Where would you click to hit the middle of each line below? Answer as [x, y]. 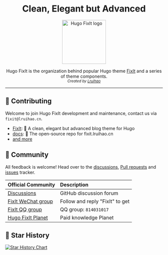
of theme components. [84, 76]
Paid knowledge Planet [87, 217]
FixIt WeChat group [30, 201]
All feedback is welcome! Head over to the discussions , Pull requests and [81, 167]
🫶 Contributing [28, 101]
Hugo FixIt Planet [28, 217]
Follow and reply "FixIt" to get [95, 201]
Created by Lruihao [84, 81]
